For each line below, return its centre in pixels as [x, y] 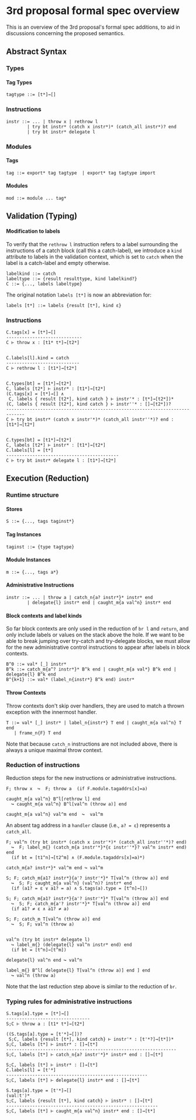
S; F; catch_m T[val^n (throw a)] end [53, 919]
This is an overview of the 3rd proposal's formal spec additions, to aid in [93, 27]
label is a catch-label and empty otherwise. [58, 263]
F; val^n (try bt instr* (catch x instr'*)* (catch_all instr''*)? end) [97, 842]
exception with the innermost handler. [52, 712]
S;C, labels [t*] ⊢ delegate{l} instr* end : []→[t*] [73, 1080]
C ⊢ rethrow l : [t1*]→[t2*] [42, 368]
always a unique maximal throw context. [54, 750]
